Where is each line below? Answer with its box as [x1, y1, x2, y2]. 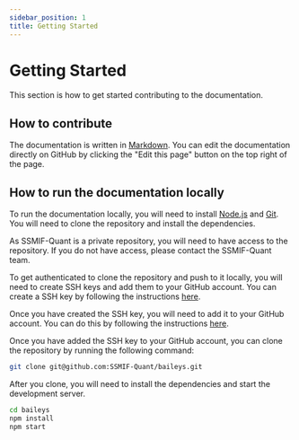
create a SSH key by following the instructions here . [9, 291, 201, 302]
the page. [9, 159, 45, 170]
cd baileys [9, 405, 50, 414]
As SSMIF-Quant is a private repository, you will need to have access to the [9, 235, 289, 247]
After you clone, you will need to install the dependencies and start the [9, 378, 271, 389]
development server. [9, 388, 86, 399]
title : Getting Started [9, 22, 99, 31]
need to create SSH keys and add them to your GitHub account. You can [9, 282, 277, 293]
